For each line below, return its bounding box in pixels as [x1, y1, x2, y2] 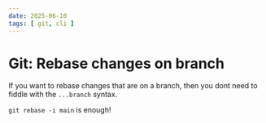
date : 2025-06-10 [8, 11, 68, 20]
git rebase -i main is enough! [8, 105, 111, 115]
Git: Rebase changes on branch [8, 54, 225, 73]
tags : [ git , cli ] [8, 19, 75, 28]
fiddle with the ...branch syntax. [8, 90, 118, 100]
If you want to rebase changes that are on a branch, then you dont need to [8, 81, 258, 91]
